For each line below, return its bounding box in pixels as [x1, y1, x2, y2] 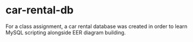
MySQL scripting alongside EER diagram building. [5, 29, 126, 36]
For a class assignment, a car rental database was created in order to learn [5, 23, 188, 30]
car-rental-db [5, 3, 74, 17]
